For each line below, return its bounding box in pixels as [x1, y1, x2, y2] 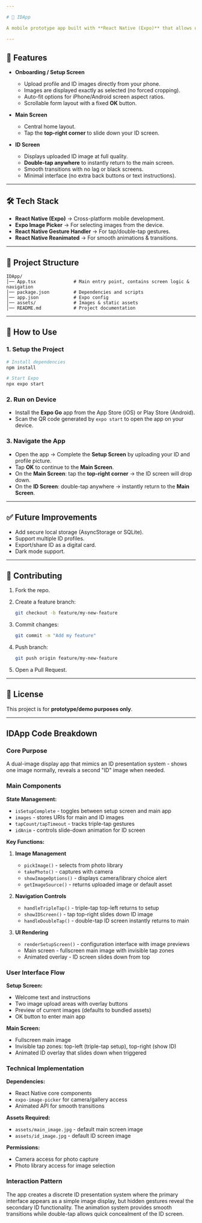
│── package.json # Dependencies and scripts [6, 289, 144, 295]
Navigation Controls [14, 892, 67, 899]
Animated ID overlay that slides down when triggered [14, 1049, 147, 1056]
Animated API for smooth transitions [14, 1102, 105, 1110]
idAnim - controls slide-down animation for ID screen [14, 826, 145, 834]
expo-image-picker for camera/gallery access [14, 1096, 127, 1103]
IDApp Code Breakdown [6, 729, 97, 739]
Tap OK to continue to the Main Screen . [14, 463, 114, 471]
